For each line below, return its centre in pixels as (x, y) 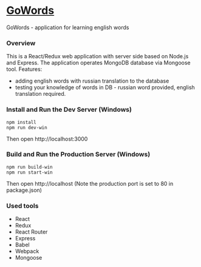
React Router (31, 232)
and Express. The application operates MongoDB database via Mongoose (98, 63)
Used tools (22, 206)
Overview (21, 43)
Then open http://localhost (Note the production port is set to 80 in (90, 183)
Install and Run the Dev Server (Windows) (69, 110)
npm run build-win (29, 167)
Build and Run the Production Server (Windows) (78, 154)
